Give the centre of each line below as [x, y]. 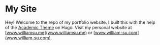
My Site [21, 9]
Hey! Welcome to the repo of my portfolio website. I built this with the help [80, 22]
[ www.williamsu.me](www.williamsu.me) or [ [50, 32]
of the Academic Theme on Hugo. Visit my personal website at [68, 27]
